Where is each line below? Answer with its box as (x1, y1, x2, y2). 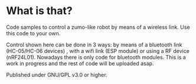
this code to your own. (6, 29, 61, 36)
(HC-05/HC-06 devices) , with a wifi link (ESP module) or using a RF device (6, 47, 190, 54)
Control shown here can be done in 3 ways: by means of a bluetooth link (6, 41, 182, 48)
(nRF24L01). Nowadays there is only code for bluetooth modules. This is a (6, 53, 186, 61)
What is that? (6, 4, 73, 18)
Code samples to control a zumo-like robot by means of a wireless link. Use (6, 23, 190, 31)
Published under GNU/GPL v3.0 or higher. (6, 71, 107, 78)
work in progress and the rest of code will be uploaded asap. (6, 60, 154, 67)
